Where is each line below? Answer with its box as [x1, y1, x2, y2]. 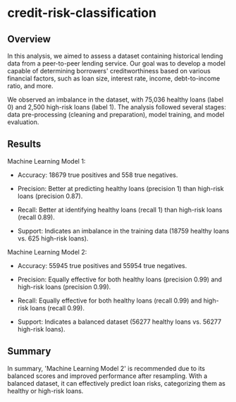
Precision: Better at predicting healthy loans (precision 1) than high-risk [17, 184, 224, 193]
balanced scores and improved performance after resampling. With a [7, 372, 208, 380]
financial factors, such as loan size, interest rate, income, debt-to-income [7, 74, 221, 83]
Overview [7, 33, 51, 45]
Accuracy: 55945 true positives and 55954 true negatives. [17, 261, 187, 269]
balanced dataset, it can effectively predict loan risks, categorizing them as [7, 379, 225, 387]
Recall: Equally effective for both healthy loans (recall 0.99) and [17, 296, 202, 305]
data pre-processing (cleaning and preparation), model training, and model [7, 111, 225, 118]
